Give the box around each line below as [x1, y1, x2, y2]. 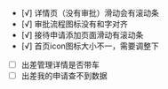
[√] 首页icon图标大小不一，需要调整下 [20, 41, 159, 51]
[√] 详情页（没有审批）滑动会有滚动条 [20, 8, 159, 18]
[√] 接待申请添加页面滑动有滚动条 [20, 30, 144, 40]
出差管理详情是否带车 [20, 60, 100, 70]
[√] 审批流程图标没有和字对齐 [20, 19, 128, 29]
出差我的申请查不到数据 [20, 70, 108, 81]
